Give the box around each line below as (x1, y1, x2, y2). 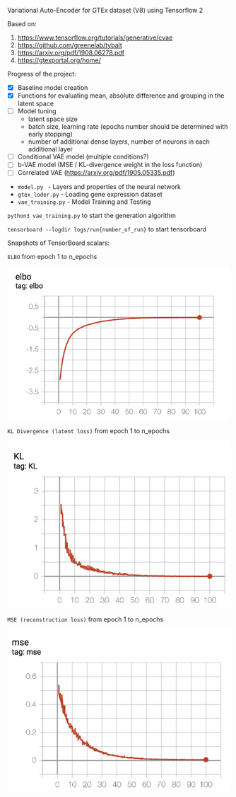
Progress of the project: (7, 70, 76, 78)
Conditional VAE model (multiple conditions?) (17, 152, 150, 161)
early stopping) (28, 130, 73, 139)
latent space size (28, 115, 78, 123)
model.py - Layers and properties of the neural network (17, 183, 182, 191)
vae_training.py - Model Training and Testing (17, 197, 151, 206)
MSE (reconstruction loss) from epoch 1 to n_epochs (7, 615, 164, 624)
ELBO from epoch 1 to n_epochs (7, 253, 98, 261)
